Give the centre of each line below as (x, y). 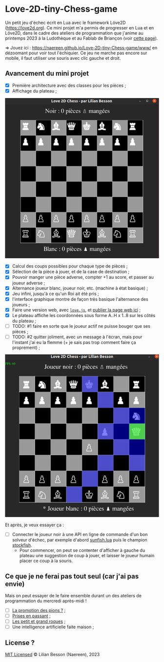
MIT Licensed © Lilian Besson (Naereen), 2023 (52, 655)
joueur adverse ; (29, 283)
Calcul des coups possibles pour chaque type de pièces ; (70, 266)
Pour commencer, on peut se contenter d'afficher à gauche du (82, 550)
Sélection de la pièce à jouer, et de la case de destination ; (71, 272)
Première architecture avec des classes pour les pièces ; (69, 85)
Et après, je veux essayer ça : (35, 525)
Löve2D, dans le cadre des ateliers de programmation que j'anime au (74, 33)
